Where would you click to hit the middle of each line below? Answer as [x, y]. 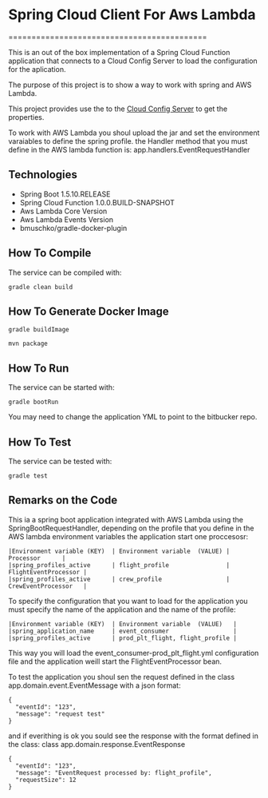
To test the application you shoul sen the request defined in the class [122, 677]
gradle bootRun [33, 402]
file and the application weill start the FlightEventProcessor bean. [115, 661]
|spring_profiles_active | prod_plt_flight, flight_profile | [123, 638]
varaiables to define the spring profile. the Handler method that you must [128, 141]
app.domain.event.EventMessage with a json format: [95, 685]
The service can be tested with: [60, 461]
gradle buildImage [39, 330]
